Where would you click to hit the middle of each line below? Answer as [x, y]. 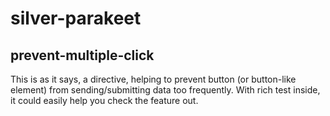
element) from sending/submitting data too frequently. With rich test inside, [165, 90]
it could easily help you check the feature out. [104, 100]
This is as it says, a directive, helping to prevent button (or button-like [153, 79]
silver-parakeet [76, 18]
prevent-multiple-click [82, 55]
